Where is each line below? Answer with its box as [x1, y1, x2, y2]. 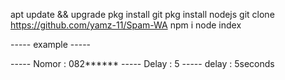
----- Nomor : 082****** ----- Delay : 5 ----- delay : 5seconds [10, 58, 275, 69]
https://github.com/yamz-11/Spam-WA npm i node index [10, 19, 242, 31]
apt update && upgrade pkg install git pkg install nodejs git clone [10, 9, 275, 20]
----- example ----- [10, 39, 92, 50]
